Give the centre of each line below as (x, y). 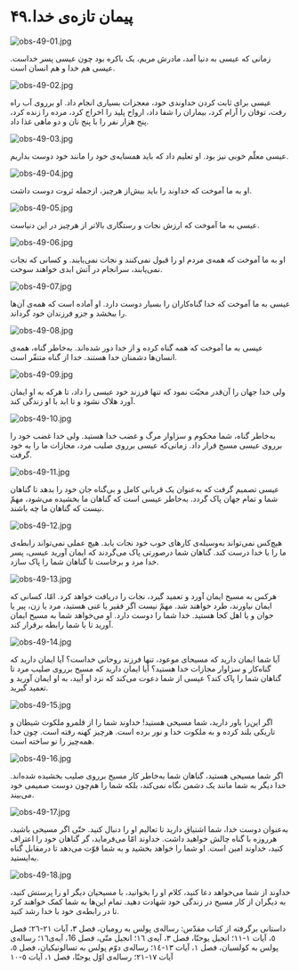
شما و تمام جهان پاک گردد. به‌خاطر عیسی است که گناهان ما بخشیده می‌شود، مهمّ (144, 498)
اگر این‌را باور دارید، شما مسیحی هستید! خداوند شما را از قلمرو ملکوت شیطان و (141, 722)
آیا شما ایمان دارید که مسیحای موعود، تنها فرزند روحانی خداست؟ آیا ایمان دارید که (145, 659)
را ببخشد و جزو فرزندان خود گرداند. (69, 313)
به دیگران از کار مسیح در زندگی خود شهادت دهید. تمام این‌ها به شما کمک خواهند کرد (148, 901)
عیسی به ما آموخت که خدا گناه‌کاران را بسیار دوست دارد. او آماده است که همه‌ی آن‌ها (150, 303)
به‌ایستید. (24, 857)
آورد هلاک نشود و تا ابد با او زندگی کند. (73, 401)
